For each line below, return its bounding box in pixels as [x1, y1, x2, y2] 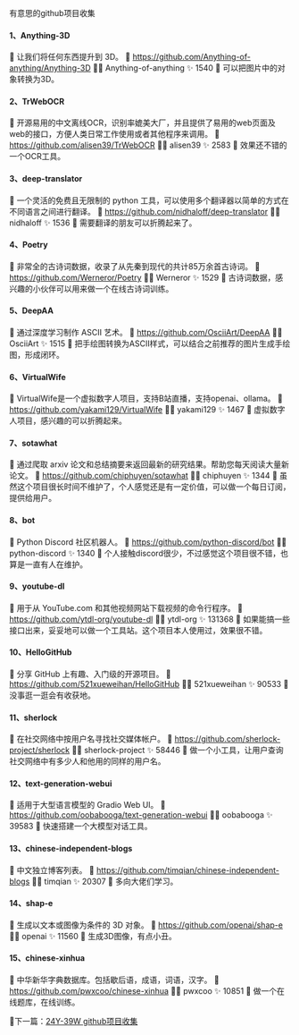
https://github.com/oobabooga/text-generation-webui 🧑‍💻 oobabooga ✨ [9, 810, 273, 820]
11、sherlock [9, 712, 58, 723]
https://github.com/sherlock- [174, 734, 281, 744]
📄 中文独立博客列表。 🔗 [9, 864, 96, 875]
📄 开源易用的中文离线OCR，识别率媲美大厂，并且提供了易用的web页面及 [9, 117, 277, 128]
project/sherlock [9, 745, 70, 756]
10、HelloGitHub [9, 647, 72, 657]
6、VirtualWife [9, 371, 67, 382]
